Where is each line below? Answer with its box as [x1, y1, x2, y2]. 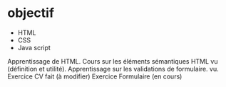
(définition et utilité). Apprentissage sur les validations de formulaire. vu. [7, 64, 219, 73]
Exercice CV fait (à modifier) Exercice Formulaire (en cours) [7, 72, 183, 81]
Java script [17, 43, 51, 52]
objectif [7, 5, 55, 21]
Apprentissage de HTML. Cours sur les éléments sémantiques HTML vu [7, 57, 219, 65]
